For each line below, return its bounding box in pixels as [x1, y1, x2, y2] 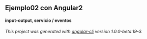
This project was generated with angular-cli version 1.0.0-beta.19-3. [5, 28, 143, 34]
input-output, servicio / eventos [5, 17, 72, 23]
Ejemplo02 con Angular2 [5, 4, 83, 12]
